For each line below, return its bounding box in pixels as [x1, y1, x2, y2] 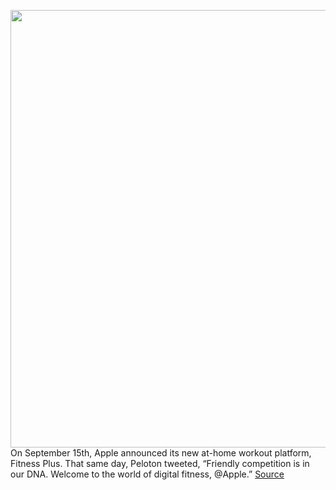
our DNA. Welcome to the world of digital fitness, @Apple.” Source [10, 468, 285, 480]
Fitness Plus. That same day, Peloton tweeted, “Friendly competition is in [10, 458, 310, 469]
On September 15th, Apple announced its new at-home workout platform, [10, 447, 312, 459]
